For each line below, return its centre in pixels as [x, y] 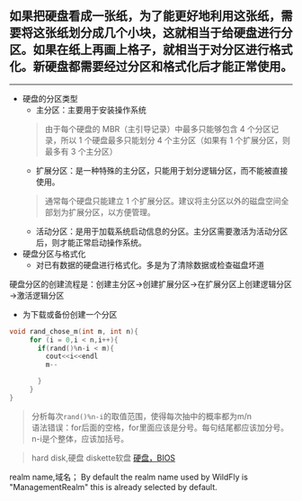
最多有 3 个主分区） [81, 151]
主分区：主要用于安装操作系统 [91, 110]
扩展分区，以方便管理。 [112, 212]
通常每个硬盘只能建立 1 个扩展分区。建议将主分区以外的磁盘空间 [163, 201]
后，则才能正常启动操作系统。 [91, 242]
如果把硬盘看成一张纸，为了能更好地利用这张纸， [145, 16]
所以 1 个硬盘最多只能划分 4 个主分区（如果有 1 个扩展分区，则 [175, 140]
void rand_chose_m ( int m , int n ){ [74, 331]
